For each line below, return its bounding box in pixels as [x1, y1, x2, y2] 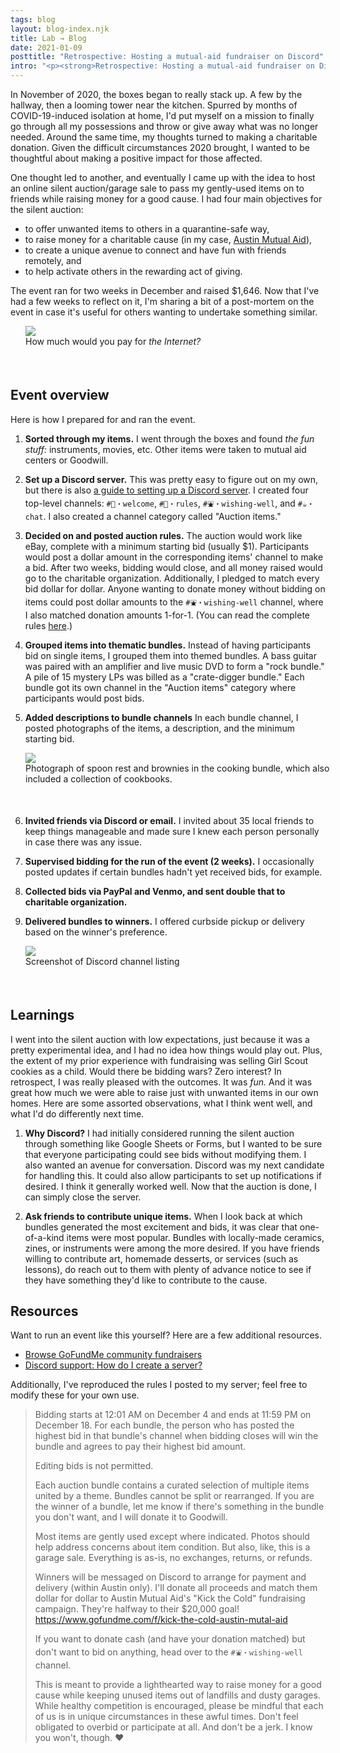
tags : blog [10, 14, 56, 25]
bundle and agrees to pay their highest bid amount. [34, 1441, 247, 1453]
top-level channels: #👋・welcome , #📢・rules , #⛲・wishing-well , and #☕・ [24, 497, 315, 509]
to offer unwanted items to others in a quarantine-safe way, [24, 223, 270, 235]
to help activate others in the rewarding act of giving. [24, 266, 243, 277]
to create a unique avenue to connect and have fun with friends [24, 244, 287, 256]
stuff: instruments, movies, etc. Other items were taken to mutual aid [24, 443, 307, 455]
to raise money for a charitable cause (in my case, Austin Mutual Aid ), [24, 234, 313, 245]
